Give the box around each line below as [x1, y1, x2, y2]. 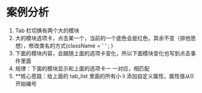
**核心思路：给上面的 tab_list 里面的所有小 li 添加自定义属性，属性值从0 [15, 72, 194, 80]
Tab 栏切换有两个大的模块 [15, 27, 80, 34]
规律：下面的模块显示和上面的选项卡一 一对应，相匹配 [15, 64, 150, 72]
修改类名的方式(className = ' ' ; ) [28, 42, 113, 49]
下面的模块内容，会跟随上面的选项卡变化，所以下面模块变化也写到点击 [15, 49, 191, 57]
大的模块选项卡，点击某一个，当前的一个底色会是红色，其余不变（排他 [15, 34, 191, 41]
